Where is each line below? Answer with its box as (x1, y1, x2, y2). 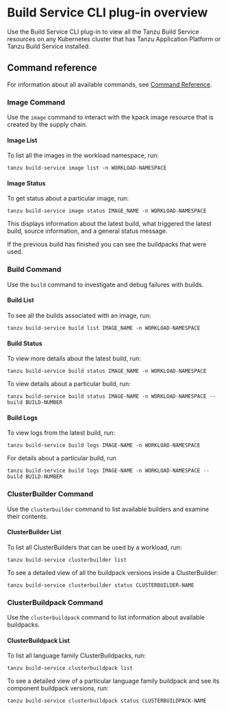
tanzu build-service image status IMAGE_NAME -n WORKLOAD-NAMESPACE (7, 207, 207, 214)
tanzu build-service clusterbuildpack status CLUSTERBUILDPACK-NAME (7, 697, 207, 705)
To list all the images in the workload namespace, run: (7, 151, 160, 159)
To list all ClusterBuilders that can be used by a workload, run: (7, 543, 182, 551)
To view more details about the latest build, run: (7, 354, 142, 363)
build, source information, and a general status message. (7, 227, 168, 235)
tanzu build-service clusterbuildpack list (7, 665, 134, 672)
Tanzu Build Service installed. (7, 42, 90, 50)
